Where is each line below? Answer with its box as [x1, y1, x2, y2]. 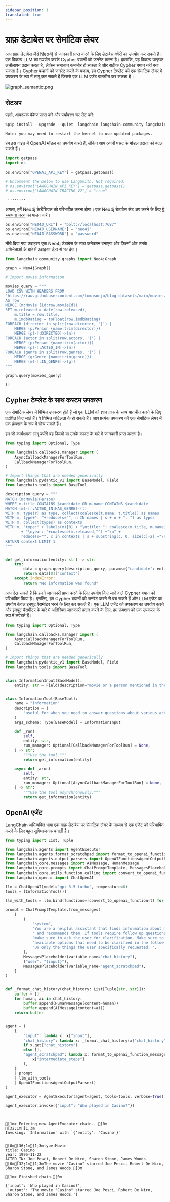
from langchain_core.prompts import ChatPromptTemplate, [5, 866, 128, 871]
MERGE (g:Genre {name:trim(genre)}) [14, 354, 92, 359]
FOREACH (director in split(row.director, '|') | [5, 321, 112, 326]
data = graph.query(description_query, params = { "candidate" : [23, 566, 155, 572]
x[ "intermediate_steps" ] [32, 1057, 85, 1062]
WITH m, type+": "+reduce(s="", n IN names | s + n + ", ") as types [5, 515, 155, 520]
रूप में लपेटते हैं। [5, 612, 32, 618]
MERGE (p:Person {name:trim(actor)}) [14, 340, 94, 346]
